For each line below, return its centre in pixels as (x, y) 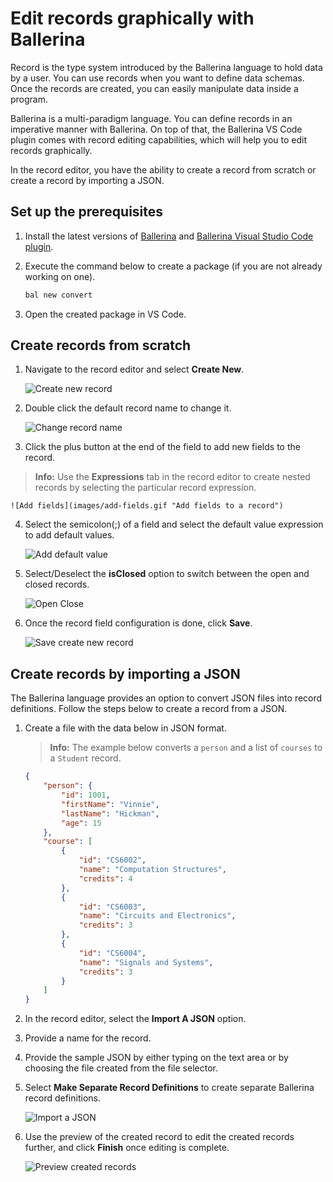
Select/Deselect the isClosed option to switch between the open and (167, 574)
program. (29, 99)
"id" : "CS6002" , (112, 860)
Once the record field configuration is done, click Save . (138, 623)
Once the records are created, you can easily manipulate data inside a (154, 88)
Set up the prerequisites (87, 212)
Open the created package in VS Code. (105, 314)
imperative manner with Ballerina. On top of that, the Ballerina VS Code (156, 129)
